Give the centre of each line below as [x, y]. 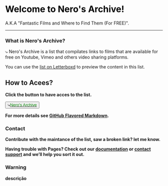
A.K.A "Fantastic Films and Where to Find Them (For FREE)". [67, 23]
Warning [16, 167]
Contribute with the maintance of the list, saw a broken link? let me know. [83, 139]
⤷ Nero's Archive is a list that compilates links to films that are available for [82, 51]
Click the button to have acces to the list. [48, 95]
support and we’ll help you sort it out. [45, 154]
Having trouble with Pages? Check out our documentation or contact [78, 149]
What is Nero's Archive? [35, 40]
